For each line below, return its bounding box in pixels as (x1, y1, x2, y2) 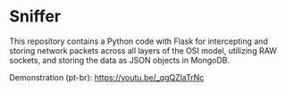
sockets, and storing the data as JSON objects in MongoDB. (9, 54, 231, 65)
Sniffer (9, 6, 61, 27)
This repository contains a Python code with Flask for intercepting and (9, 36, 268, 46)
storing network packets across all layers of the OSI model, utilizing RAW (9, 45, 277, 55)
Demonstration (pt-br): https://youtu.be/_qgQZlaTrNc (9, 71, 205, 82)
